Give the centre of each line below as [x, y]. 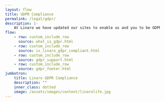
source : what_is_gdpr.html [46, 42]
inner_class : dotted [35, 87]
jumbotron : [16, 74]
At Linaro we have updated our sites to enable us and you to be [82, 28]
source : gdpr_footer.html [44, 69]
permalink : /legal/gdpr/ [30, 19]
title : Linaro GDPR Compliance [46, 78]
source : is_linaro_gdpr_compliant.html [59, 51]
